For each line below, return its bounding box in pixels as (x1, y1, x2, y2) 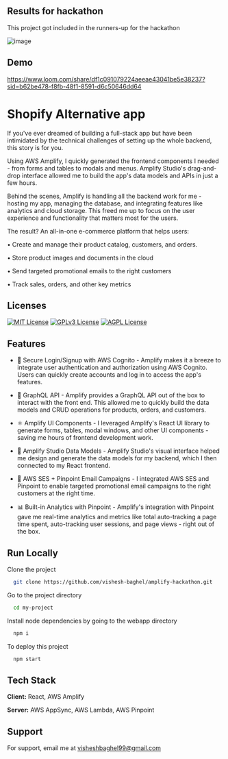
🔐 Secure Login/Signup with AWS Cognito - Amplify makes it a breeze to (16, 356, 221, 364)
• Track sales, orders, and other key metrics (7, 280, 131, 288)
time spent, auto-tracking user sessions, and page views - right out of (16, 520, 215, 528)
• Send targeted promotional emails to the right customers (7, 266, 172, 275)
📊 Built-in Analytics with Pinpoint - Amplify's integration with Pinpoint (16, 503, 214, 511)
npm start (13, 656, 41, 662)
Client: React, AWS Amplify (7, 693, 85, 701)
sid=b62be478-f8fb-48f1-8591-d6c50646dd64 (7, 82, 142, 90)
